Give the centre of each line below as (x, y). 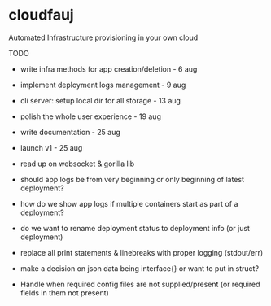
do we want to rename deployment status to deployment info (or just (135, 228)
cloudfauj (42, 15)
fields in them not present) (65, 293)
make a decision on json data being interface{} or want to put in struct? (139, 268)
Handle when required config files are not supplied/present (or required (140, 284)
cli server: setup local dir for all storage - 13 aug (101, 100)
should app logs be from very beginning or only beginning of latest (132, 179)
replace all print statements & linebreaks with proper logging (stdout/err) (142, 252)
